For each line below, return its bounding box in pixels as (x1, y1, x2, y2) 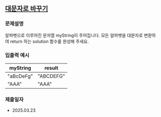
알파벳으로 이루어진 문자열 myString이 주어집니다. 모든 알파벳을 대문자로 (5, 32, 143, 38)
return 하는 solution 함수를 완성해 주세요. (10, 38, 89, 44)
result (44, 65, 59, 71)
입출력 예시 (5, 51, 30, 58)
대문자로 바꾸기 (5, 4, 48, 13)
